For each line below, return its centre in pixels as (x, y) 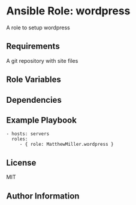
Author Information (43, 196)
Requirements (33, 46)
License (21, 163)
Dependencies (34, 100)
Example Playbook (41, 120)
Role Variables (34, 80)
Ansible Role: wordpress (68, 11)
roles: (20, 139)
